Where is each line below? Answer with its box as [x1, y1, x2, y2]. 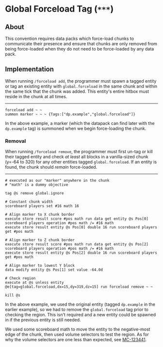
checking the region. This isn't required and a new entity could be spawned [5, 312, 156, 318]
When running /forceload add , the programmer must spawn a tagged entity [5, 78, 157, 84]
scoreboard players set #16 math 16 [5, 204, 79, 208]
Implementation [5, 65, 54, 73]
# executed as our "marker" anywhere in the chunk [5, 178, 110, 183]
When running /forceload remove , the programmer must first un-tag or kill [5, 149, 153, 155]
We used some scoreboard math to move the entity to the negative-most [5, 327, 150, 332]
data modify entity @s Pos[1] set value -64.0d [5, 267, 103, 273]
